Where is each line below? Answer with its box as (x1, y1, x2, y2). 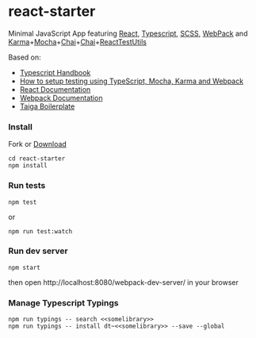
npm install (8, 162, 48, 170)
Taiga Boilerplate (19, 102, 75, 111)
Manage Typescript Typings (8, 297, 119, 308)
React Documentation (19, 84, 91, 94)
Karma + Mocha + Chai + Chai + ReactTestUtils (8, 36, 147, 46)
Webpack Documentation (19, 93, 103, 102)
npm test (8, 198, 37, 206)
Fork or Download (8, 140, 67, 149)
